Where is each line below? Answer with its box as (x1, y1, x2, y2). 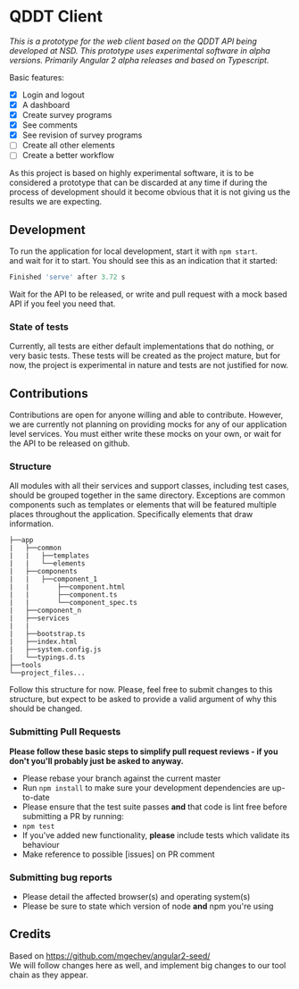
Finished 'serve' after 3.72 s (9, 272, 126, 282)
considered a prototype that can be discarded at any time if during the (9, 177, 268, 189)
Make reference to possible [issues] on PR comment (21, 849, 216, 859)
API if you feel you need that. (9, 298, 116, 309)
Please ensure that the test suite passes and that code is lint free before (21, 801, 287, 812)
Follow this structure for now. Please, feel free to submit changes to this (9, 684, 273, 695)
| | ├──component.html (9, 583, 126, 591)
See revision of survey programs (21, 130, 143, 140)
